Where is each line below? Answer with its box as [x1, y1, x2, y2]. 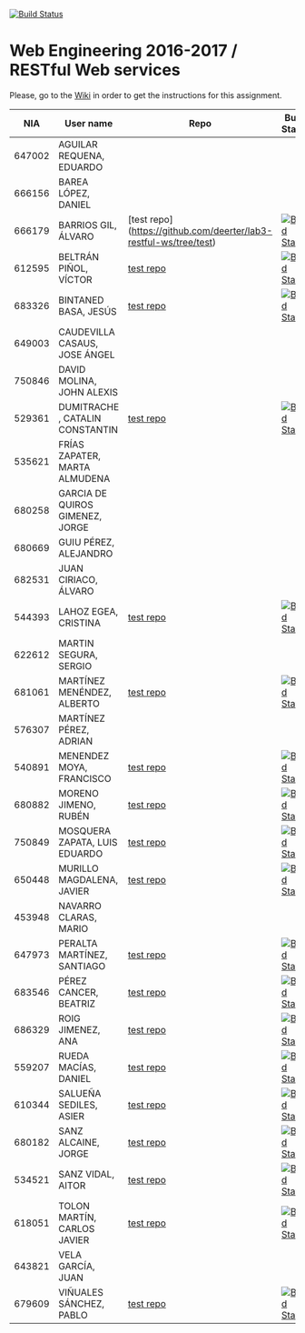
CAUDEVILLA [58, 326, 115, 338]
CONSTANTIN [58, 423, 119, 436]
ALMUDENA [58, 472, 111, 485]
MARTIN [58, 636, 94, 649]
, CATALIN [58, 412, 102, 425]
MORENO [58, 787, 100, 799]
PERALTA [58, 937, 98, 949]
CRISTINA [58, 616, 102, 629]
